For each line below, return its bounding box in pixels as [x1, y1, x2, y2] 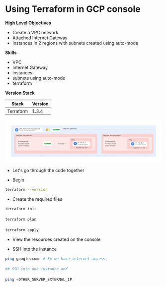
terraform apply [5, 227, 39, 232]
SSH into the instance [12, 246, 57, 252]
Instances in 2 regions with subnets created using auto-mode [12, 40, 138, 46]
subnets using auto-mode [12, 75, 66, 81]
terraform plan [5, 217, 37, 222]
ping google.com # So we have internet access [5, 256, 106, 261]
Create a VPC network [12, 29, 59, 35]
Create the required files [12, 196, 63, 202]
